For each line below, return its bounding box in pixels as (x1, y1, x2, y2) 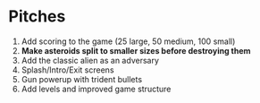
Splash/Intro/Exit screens (21, 64, 114, 75)
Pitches (8, 6, 66, 27)
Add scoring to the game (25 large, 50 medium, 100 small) (21, 36, 236, 47)
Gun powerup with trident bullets (21, 73, 143, 84)
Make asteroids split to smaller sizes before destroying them (21, 45, 251, 56)
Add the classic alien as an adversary (21, 55, 160, 65)
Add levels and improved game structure (21, 83, 172, 94)
